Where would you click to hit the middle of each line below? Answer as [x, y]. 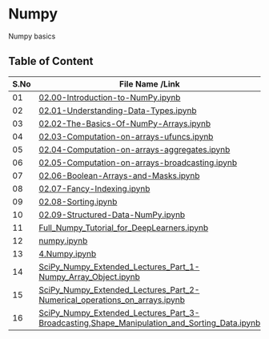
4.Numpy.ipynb [68, 253]
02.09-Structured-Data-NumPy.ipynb [112, 215]
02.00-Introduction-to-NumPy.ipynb [110, 97]
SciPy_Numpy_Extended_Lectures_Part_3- [119, 313]
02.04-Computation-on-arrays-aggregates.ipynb [134, 149]
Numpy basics [32, 36]
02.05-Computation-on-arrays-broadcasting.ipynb [138, 163]
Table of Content [51, 61]
